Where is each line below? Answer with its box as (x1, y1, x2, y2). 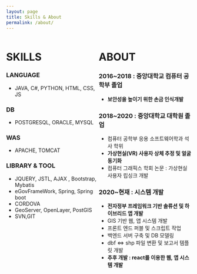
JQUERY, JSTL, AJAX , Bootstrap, (14, 175, 97, 182)
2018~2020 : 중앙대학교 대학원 (99, 111, 183, 120)
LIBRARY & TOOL (6, 161, 56, 170)
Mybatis (14, 181, 35, 189)
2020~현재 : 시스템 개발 (99, 188, 164, 196)
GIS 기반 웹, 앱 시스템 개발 (107, 217, 168, 225)
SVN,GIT (14, 213, 36, 220)
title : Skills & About (6, 14, 62, 20)
